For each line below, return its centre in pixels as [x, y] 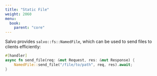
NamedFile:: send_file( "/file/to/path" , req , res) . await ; [73, 65]
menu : [11, 19]
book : [15, 23]
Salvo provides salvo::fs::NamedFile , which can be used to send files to [78, 41]
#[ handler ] [16, 56]
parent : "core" [29, 28]
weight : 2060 [18, 14]
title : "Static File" [27, 9]
